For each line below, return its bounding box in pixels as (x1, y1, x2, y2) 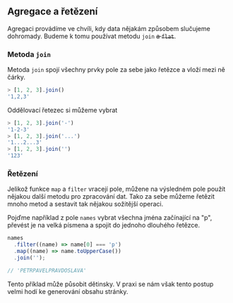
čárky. (7, 73, 26, 82)
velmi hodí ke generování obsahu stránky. (7, 287, 129, 295)
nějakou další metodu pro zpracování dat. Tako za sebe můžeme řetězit (7, 192, 215, 201)
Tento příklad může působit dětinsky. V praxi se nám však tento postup (7, 280, 214, 288)
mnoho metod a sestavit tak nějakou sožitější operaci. (7, 200, 164, 209)
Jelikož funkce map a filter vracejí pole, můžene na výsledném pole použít (7, 185, 226, 193)
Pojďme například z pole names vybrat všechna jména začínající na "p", (7, 214, 213, 222)
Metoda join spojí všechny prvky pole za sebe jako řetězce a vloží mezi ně (7, 66, 226, 74)
